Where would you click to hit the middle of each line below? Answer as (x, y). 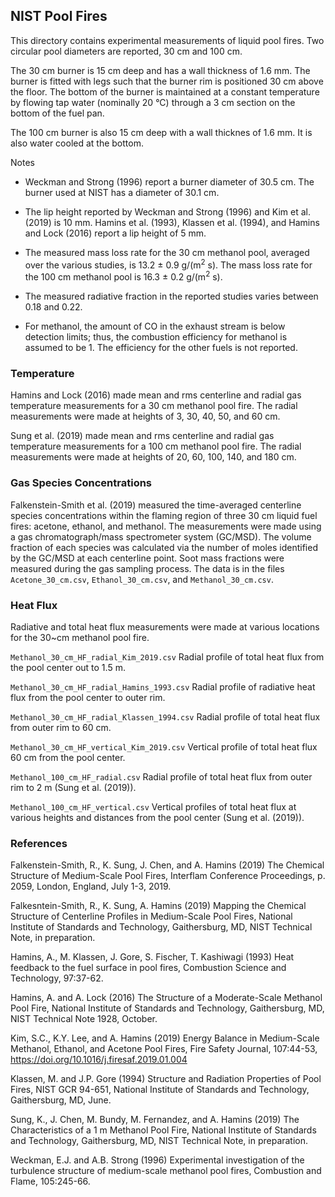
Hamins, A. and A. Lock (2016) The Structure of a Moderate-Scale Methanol (166, 998)
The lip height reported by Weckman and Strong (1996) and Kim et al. (167, 211)
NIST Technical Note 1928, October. (84, 1019)
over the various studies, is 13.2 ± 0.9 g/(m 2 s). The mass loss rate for (168, 264)
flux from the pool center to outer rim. (88, 698)
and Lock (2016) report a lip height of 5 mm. (115, 233)
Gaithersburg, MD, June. (61, 1100)
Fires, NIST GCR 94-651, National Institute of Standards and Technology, (160, 1090)
